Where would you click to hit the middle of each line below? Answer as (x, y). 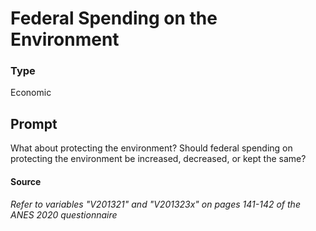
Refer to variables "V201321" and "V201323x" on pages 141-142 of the (155, 204)
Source (26, 181)
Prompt (34, 123)
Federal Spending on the (114, 18)
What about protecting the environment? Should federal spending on (151, 148)
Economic (31, 93)
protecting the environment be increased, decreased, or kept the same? (158, 159)
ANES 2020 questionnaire (64, 215)
